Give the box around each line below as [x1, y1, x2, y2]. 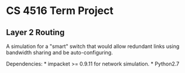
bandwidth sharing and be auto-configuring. [6, 49, 113, 56]
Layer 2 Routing [6, 27, 65, 37]
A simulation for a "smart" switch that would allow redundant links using [6, 43, 180, 50]
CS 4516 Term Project [6, 4, 114, 18]
